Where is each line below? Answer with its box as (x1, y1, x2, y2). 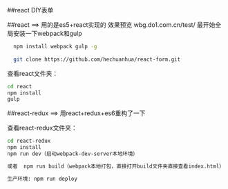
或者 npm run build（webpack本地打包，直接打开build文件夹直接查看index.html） (7, 163, 225, 170)
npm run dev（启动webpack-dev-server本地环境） (7, 150, 138, 157)
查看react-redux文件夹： (7, 123, 77, 132)
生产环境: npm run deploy (7, 175, 78, 182)
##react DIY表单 (7, 6, 54, 14)
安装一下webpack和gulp (12, 30, 83, 37)
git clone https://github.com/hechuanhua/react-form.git (13, 56, 181, 63)
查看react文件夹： (7, 69, 59, 77)
